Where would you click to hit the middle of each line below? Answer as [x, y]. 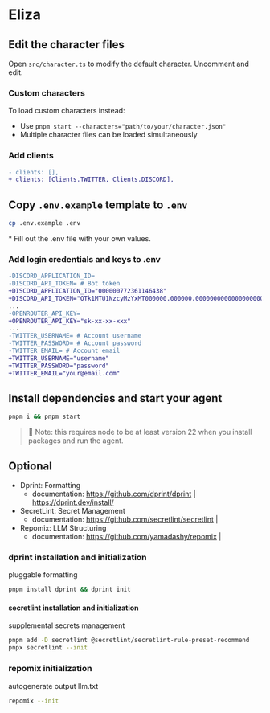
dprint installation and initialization [78, 557]
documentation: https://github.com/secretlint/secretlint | [125, 519]
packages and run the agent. [76, 441]
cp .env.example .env [45, 223]
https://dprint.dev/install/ [73, 502]
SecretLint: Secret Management [73, 511]
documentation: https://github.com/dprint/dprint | [114, 494]
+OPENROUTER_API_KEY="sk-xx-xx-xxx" [70, 321]
